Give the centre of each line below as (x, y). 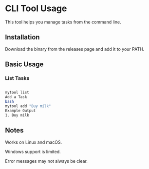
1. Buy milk (17, 115)
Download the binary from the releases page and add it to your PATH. (75, 49)
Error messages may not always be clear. (46, 161)
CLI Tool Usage (36, 9)
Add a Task (16, 97)
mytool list (17, 93)
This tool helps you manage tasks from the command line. (63, 22)
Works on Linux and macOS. (34, 142)
